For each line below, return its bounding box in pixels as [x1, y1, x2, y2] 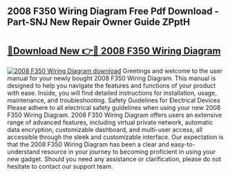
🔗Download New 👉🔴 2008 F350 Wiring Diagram [7, 45, 221, 57]
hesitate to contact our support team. [7, 162, 113, 170]
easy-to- [170, 140, 195, 148]
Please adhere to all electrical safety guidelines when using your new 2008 [7, 104, 221, 111]
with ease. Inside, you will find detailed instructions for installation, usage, [7, 89, 218, 97]
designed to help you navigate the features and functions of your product [7, 82, 216, 89]
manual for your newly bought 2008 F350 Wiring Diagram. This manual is [7, 74, 216, 82]
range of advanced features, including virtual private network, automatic [7, 118, 213, 127]
